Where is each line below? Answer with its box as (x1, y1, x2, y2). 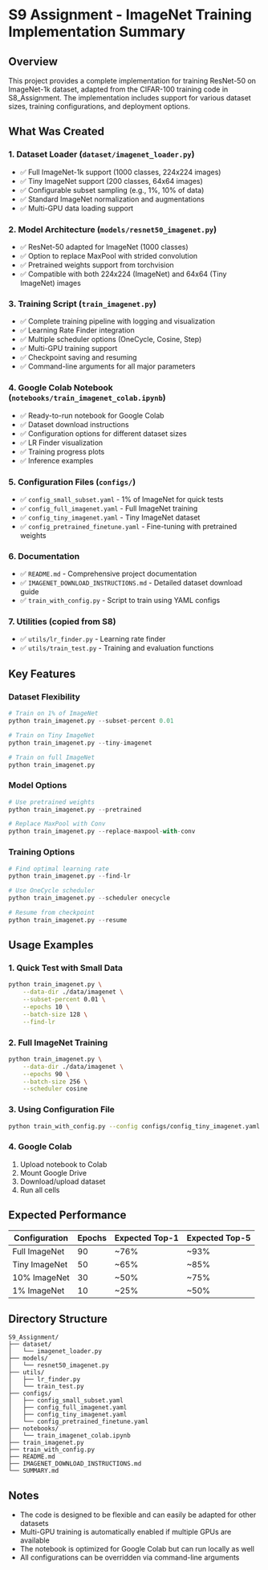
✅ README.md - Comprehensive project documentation (19, 569, 197, 579)
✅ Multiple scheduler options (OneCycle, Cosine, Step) (19, 335, 202, 345)
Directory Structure (8, 1312, 108, 1326)
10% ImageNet (12, 1271, 70, 1283)
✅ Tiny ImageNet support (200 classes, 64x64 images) (19, 176, 203, 186)
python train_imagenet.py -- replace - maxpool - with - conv (8, 827, 196, 836)
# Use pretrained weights (8, 797, 95, 806)
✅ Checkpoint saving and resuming (19, 353, 138, 362)
